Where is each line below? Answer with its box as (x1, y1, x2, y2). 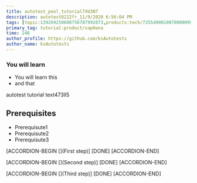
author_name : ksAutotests (6, 42, 69, 47)
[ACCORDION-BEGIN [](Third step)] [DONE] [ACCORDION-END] (6, 170, 161, 177)
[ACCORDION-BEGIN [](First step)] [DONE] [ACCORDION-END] (6, 147, 159, 154)
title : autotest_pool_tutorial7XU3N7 (6, 8, 98, 15)
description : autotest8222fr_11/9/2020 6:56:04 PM (6, 14, 133, 20)
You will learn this (14, 74, 57, 81)
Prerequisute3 (14, 136, 49, 143)
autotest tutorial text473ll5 (6, 91, 70, 98)
